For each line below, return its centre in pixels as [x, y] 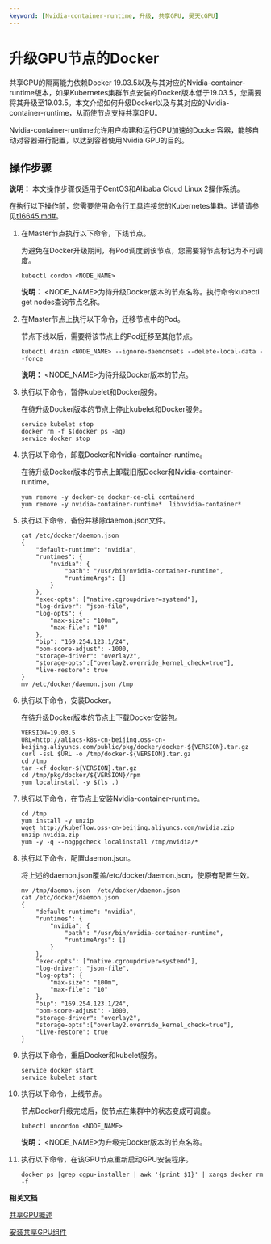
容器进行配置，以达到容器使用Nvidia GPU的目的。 [106, 140]
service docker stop [55, 439]
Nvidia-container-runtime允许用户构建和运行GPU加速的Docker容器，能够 [131, 129]
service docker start [57, 1071]
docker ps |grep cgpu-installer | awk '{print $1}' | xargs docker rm [142, 1175]
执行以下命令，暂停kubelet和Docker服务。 [91, 392]
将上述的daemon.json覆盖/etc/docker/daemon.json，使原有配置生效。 [137, 875]
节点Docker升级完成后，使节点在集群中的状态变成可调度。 [118, 1111]
